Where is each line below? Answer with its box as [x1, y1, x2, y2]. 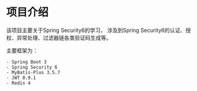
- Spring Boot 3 [6, 58, 47, 65]
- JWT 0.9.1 [6, 75, 36, 81]
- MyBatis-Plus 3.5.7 [6, 69, 61, 75]
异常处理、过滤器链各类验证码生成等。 [16, 34, 112, 41]
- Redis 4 [6, 80, 31, 86]
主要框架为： [6, 46, 38, 54]
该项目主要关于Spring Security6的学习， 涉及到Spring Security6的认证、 [6, 27, 186, 34]
